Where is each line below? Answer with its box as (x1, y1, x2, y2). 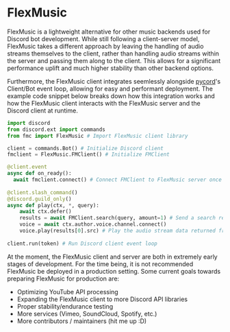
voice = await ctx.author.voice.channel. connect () (19, 221, 167, 228)
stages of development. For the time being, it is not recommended (7, 259, 194, 268)
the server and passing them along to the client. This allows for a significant (7, 56, 221, 64)
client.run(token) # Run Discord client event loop (7, 240, 157, 247)
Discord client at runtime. (7, 106, 79, 115)
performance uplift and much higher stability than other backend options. (7, 64, 214, 72)
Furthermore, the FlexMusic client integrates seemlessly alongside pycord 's (7, 77, 221, 85)
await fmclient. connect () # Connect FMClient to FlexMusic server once (13, 176, 222, 183)
